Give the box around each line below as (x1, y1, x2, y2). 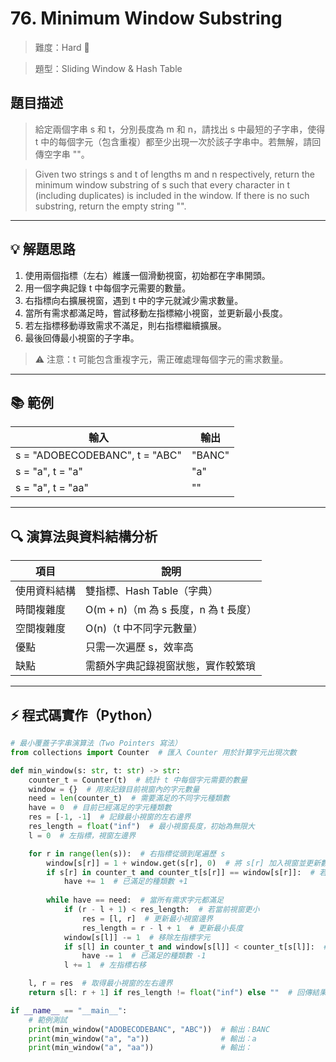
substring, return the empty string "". (34, 200, 187, 212)
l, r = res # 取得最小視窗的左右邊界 (28, 978, 173, 989)
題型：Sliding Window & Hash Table (34, 62, 183, 74)
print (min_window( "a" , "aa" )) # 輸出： (28, 1043, 253, 1053)
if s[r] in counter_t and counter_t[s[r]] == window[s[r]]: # (46, 867, 315, 877)
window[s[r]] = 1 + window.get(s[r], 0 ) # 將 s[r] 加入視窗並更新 (46, 858, 322, 868)
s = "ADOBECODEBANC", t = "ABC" (15, 448, 182, 462)
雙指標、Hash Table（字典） (85, 584, 219, 598)
